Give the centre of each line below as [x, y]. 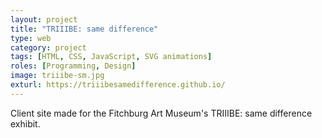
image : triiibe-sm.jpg [57, 76]
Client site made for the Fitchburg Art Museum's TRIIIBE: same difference [161, 113]
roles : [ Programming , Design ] [73, 66]
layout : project [44, 19]
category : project [48, 47]
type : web [31, 38]
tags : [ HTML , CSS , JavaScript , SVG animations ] [111, 57]
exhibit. [25, 123]
